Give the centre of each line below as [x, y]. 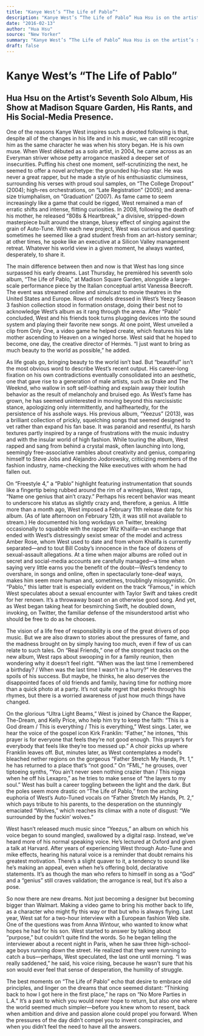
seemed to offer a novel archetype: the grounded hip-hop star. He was [95, 170]
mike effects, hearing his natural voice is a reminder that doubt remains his [100, 854]
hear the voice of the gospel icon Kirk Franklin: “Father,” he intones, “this [97, 733]
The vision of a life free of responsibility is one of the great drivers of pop [98, 631]
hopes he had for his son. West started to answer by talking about [89, 931]
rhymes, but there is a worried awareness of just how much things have [96, 695]
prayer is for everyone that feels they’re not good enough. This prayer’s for [100, 739]
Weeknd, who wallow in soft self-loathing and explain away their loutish [96, 388]
